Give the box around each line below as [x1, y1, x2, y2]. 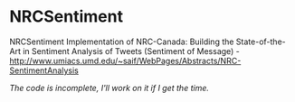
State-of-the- [235, 36, 287, 47]
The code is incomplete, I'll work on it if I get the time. [9, 82, 210, 93]
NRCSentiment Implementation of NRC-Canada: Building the [9, 36, 234, 47]
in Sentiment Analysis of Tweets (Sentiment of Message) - [22, 45, 240, 56]
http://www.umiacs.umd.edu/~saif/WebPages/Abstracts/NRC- [9, 55, 242, 66]
